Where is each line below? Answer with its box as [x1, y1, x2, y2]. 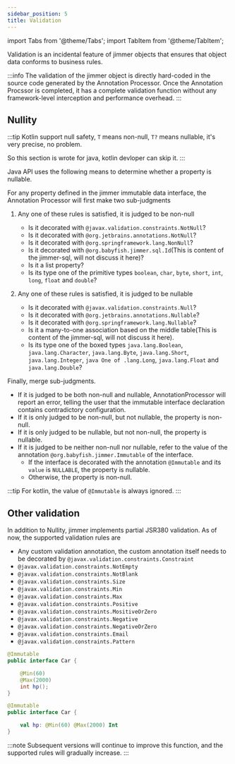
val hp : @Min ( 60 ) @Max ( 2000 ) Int [20, 722, 119, 729]
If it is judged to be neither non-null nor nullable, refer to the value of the [17, 443, 228, 451]
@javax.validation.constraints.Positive [17, 601, 138, 608]
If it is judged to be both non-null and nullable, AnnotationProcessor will [17, 391, 226, 399]
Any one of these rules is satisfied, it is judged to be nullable [17, 290, 193, 298]
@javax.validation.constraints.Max [17, 593, 123, 600]
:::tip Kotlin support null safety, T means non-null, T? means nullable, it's [7, 133, 216, 141]
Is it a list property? [28, 261, 85, 269]
